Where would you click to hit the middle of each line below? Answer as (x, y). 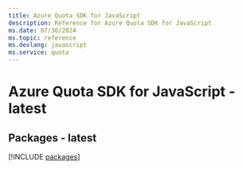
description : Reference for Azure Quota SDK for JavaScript (110, 23)
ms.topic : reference (43, 38)
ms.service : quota (39, 52)
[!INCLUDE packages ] (44, 157)
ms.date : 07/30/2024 (43, 30)
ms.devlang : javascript (48, 45)
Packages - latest (53, 138)
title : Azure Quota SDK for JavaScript (74, 15)
